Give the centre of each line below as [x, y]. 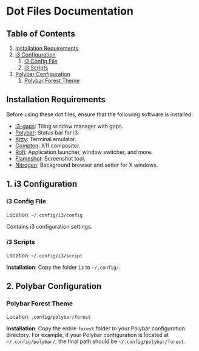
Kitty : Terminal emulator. [46, 139]
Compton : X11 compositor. [48, 145]
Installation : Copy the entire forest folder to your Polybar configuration [96, 328]
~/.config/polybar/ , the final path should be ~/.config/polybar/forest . [96, 341]
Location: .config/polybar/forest [49, 317]
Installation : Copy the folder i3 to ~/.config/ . [63, 267]
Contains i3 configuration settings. [49, 226]
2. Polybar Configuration [54, 286]
